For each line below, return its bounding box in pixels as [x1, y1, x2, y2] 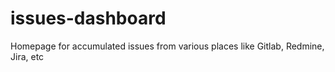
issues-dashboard [10, 7, 167, 30]
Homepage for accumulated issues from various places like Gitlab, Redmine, [10, 40, 325, 52]
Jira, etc [10, 50, 45, 62]
